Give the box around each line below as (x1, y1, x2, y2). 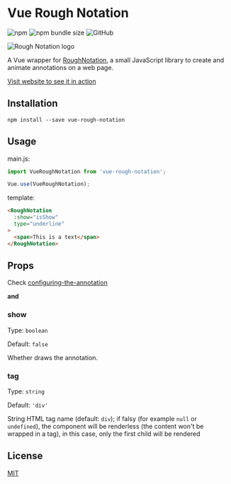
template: (7, 193, 35, 202)
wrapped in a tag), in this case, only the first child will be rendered (7, 430, 201, 438)
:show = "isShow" (13, 214, 59, 221)
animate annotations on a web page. (7, 63, 114, 71)
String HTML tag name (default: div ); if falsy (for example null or (7, 414, 197, 422)
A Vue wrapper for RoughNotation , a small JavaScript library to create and (7, 55, 225, 64)
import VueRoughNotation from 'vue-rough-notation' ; (7, 168, 167, 175)
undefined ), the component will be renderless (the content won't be (7, 422, 204, 430)
